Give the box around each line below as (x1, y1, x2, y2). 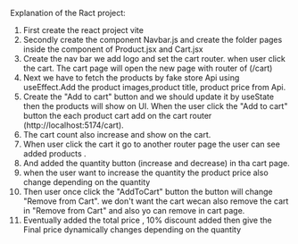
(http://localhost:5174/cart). (22, 120, 124, 130)
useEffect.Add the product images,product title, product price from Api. (22, 82, 286, 92)
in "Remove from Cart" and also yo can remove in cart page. (22, 206, 245, 215)
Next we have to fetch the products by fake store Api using (22, 72, 240, 83)
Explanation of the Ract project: (10, 8, 126, 18)
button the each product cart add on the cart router (22, 111, 212, 121)
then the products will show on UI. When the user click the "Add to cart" (22, 101, 288, 111)
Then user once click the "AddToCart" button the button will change (22, 187, 273, 197)
